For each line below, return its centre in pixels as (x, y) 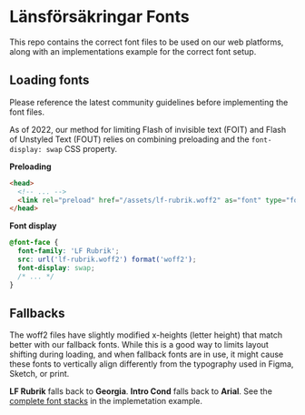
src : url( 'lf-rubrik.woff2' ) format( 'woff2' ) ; (107, 259)
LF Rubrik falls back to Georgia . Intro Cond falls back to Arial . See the (141, 391)
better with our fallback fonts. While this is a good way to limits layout (139, 345)
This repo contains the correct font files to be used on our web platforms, (147, 42)
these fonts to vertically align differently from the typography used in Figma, (152, 364)
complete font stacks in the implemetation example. (106, 401)
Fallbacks (37, 313)
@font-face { (34, 243)
